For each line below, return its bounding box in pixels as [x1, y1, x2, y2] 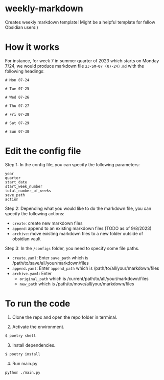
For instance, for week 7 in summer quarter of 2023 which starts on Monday [5, 57, 159, 64]
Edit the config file [5, 146, 81, 157]
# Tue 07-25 [5, 86, 29, 91]
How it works [5, 42, 60, 53]
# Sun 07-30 [5, 129, 29, 134]
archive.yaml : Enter [12, 270, 52, 276]
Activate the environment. [12, 324, 65, 329]
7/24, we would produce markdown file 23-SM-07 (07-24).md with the [5, 63, 144, 69]
